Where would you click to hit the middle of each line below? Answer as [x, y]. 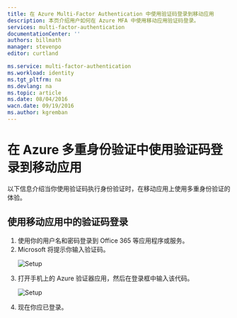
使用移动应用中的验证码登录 [68, 222]
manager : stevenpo [34, 47]
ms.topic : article [34, 93]
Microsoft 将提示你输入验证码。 [63, 249]
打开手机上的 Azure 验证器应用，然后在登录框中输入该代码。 [105, 278]
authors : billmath [34, 40]
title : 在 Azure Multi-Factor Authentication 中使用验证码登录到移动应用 [111, 14]
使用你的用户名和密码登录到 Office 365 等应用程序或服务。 [103, 240]
